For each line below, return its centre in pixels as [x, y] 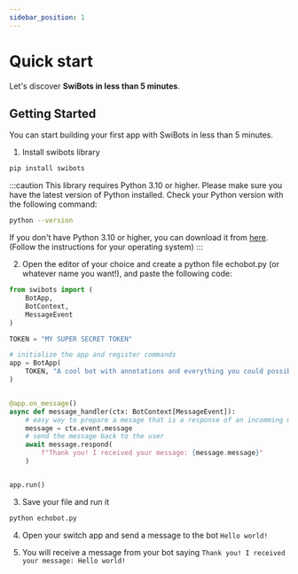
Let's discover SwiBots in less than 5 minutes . [94, 86]
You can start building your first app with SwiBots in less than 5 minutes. [141, 135]
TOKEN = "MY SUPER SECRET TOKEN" [71, 339]
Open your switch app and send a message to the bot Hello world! [145, 535]
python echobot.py [43, 518]
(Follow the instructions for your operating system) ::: [106, 247]
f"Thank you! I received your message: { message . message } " [153, 453]
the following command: [53, 204]
